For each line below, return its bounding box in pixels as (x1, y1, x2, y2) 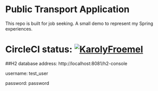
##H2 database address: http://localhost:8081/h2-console (5, 60, 127, 67)
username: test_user (5, 70, 48, 76)
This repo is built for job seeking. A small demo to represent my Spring (5, 20, 153, 26)
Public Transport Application (5, 4, 130, 15)
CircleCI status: (5, 44, 73, 55)
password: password (5, 80, 49, 86)
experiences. (5, 25, 33, 32)
